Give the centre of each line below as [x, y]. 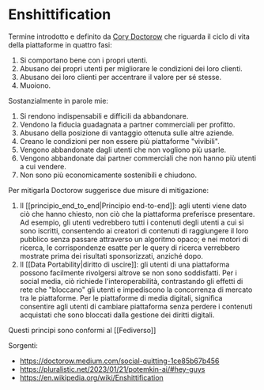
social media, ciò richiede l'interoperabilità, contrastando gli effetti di [131, 281]
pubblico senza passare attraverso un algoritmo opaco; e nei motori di [134, 239]
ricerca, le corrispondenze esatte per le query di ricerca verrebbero [130, 248]
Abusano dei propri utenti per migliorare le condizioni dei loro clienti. [131, 68]
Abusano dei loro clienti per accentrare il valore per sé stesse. [121, 77]
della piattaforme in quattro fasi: [60, 44]
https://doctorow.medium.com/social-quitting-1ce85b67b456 [119, 361]
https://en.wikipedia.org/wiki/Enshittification [91, 377]
